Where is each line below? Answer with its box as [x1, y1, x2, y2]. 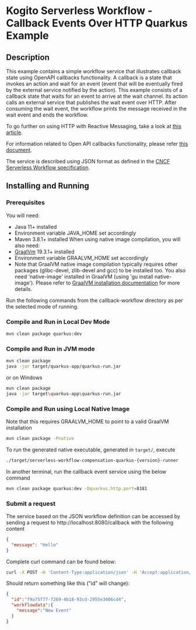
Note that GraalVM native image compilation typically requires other [14, 261, 178, 268]
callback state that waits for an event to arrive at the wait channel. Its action [6, 93, 188, 100]
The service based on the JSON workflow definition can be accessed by [6, 512, 181, 519]
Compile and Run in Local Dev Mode [6, 317, 110, 326]
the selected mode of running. [6, 303, 79, 310]
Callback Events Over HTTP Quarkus [6, 16, 188, 30]
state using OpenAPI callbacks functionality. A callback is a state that [6, 74, 172, 81]
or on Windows [6, 374, 43, 381]
